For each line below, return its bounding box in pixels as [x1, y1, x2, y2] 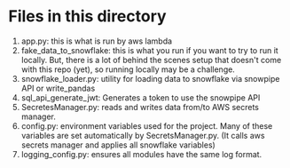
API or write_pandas [20, 83, 96, 93]
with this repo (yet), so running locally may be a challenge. [20, 64, 236, 75]
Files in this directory [8, 6, 167, 27]
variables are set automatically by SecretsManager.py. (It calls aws [20, 130, 265, 140]
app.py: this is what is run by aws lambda [20, 36, 173, 46]
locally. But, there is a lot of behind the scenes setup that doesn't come [20, 54, 282, 65]
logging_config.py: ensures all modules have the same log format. [20, 148, 263, 159]
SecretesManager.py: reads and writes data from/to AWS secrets [20, 101, 259, 112]
